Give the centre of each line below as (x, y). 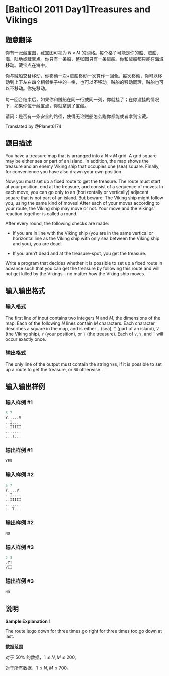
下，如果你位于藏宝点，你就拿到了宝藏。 (47, 106)
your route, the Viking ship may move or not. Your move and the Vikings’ (80, 208)
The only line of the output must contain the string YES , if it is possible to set (84, 364)
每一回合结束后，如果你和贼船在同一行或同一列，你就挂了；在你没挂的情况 (82, 99)
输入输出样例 (25, 387)
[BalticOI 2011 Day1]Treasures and (78, 9)
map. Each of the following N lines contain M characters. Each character (80, 323)
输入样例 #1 (19, 402)
